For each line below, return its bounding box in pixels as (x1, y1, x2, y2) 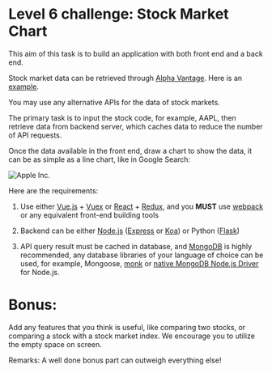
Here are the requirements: (8, 185, 99, 195)
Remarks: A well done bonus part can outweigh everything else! (8, 355, 222, 365)
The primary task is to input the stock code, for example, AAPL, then (8, 112, 236, 122)
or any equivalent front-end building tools (19, 210, 159, 219)
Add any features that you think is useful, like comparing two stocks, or (8, 322, 246, 332)
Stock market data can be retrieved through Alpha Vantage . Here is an (8, 73, 243, 83)
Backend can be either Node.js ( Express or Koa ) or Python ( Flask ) (19, 226, 240, 235)
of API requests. (8, 130, 62, 140)
